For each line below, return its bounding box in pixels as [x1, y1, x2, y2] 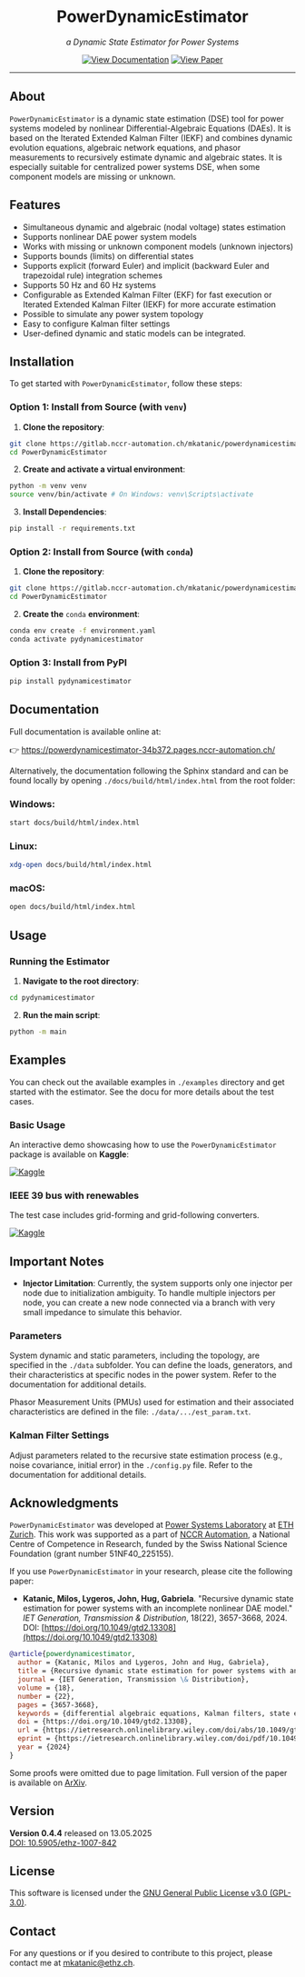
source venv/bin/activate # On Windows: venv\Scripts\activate [9, 490, 254, 499]
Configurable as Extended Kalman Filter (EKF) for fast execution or [22, 289, 272, 300]
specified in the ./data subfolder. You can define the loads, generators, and [9, 1360, 293, 1371]
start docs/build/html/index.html [9, 818, 141, 828]
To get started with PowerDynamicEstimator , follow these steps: [9, 378, 243, 389]
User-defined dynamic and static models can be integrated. [22, 327, 247, 338]
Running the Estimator [9, 954, 111, 967]
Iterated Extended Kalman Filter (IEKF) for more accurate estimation [22, 298, 277, 310]
